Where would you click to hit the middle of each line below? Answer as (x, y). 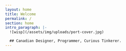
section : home (20, 23)
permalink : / (18, 18)
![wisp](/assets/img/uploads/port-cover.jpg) (57, 32)
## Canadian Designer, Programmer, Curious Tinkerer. (65, 41)
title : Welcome (21, 14)
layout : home (18, 9)
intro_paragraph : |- (26, 28)
